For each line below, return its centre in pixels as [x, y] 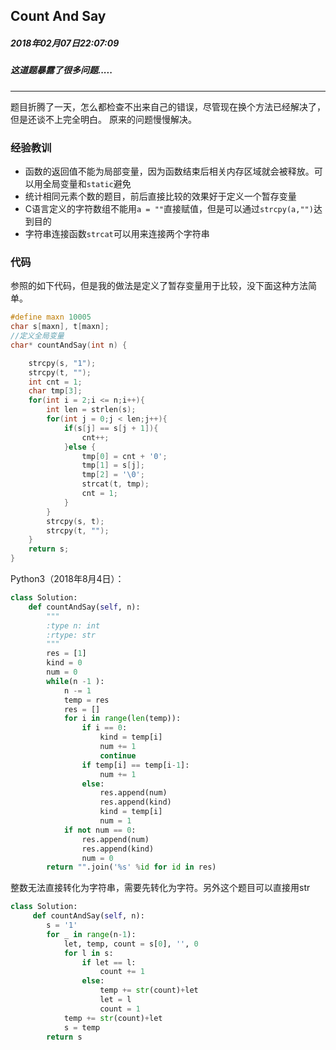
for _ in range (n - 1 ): [91, 934]
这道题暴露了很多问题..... [61, 70]
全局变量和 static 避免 [87, 184]
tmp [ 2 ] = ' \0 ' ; [113, 475]
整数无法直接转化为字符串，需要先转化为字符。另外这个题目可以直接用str [160, 888]
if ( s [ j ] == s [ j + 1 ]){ [111, 428]
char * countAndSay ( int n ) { [69, 345]
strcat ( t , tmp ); [115, 484]
